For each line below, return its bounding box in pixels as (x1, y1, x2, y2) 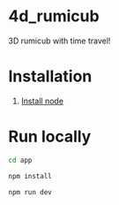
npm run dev (8, 187, 52, 196)
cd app (8, 156, 33, 164)
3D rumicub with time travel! (8, 35, 111, 46)
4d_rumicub (8, 6, 100, 27)
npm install (8, 171, 52, 180)
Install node (20, 95, 63, 106)
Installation (8, 66, 93, 87)
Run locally (8, 126, 92, 147)
